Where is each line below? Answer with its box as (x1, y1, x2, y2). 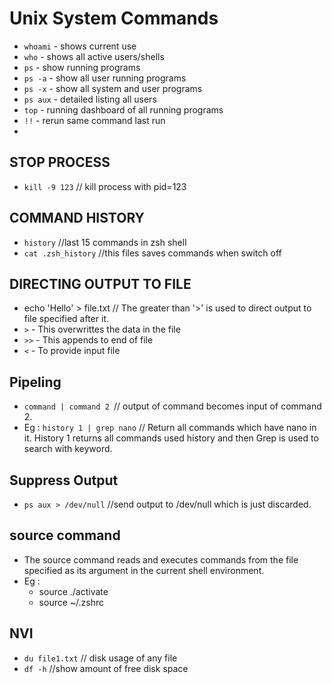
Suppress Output (9, 472, 119, 489)
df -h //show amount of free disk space (23, 662, 189, 674)
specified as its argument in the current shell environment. (23, 564, 265, 576)
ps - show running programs (23, 61, 141, 73)
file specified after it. (23, 313, 109, 325)
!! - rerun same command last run (23, 114, 166, 126)
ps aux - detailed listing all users (23, 93, 157, 105)
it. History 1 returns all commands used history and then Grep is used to (23, 432, 319, 444)
